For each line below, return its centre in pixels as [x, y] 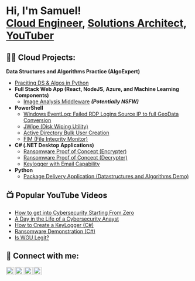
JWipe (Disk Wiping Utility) [56, 126]
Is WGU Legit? [32, 237]
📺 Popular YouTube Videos [57, 196]
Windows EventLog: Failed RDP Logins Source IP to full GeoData [101, 114]
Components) [32, 95]
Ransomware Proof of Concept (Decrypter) [75, 158]
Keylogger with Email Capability [61, 164]
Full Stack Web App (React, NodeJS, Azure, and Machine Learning [97, 89]
